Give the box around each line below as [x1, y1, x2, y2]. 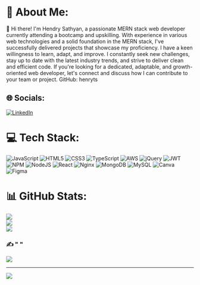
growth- [173, 63, 193, 70]
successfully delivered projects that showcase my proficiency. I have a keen [6, 44, 193, 51]
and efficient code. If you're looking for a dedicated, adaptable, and [6, 63, 172, 70]
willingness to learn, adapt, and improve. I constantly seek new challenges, [6, 50, 190, 57]
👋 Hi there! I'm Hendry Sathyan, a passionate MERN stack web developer [6, 25, 186, 32]
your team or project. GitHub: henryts [6, 76, 98, 83]
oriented [6, 69, 27, 76]
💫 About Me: [6, 5, 69, 19]
